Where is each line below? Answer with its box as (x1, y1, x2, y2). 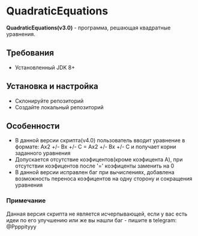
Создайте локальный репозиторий (14, 103, 104, 110)
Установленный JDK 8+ (14, 64, 76, 71)
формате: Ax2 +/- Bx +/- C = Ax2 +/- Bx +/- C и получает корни (14, 143, 176, 151)
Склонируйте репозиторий (14, 97, 84, 104)
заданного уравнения (14, 150, 71, 157)
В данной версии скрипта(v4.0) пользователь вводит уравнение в (14, 137, 185, 144)
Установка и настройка (6, 81, 98, 91)
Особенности (6, 121, 60, 131)
